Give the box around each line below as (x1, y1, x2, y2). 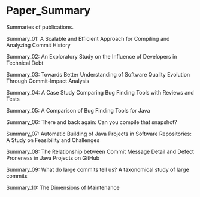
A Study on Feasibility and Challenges (6, 136, 100, 144)
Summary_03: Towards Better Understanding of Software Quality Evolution (6, 71, 190, 78)
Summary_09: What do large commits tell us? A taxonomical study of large (6, 166, 190, 173)
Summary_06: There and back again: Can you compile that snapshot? (6, 118, 178, 126)
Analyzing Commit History (6, 41, 71, 49)
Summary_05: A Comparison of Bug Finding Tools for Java (6, 107, 150, 114)
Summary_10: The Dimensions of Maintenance (6, 184, 120, 191)
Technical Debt (6, 59, 44, 66)
